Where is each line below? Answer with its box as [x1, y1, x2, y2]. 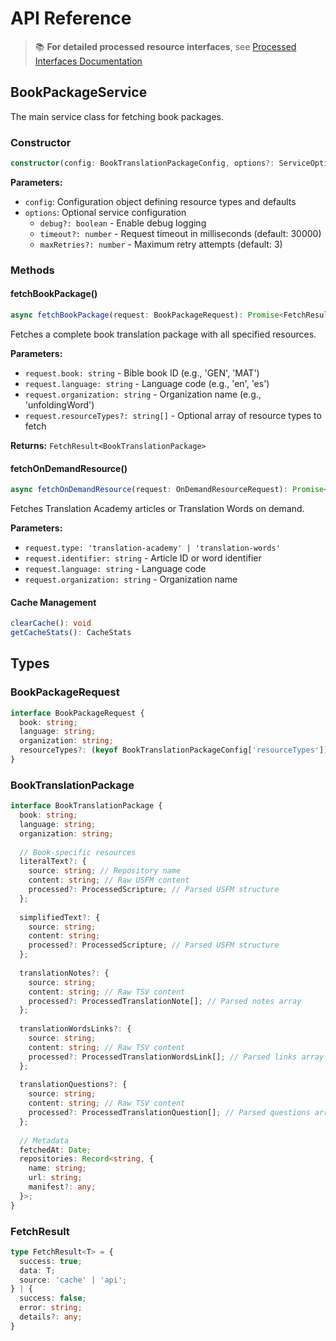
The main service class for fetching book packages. [10, 110, 224, 122]
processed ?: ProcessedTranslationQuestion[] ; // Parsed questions [28, 1108, 311, 1118]
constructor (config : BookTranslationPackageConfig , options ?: [10, 158, 275, 169]
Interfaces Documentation [34, 55, 143, 67]
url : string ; [28, 1173, 83, 1183]
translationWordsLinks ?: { [19, 1024, 132, 1034]
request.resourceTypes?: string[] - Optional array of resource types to [24, 409, 322, 421]
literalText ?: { [19, 857, 87, 867]
